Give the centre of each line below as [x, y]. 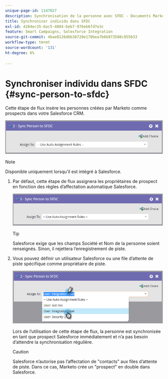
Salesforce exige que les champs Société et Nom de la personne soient [86, 244]
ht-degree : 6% [20, 53]
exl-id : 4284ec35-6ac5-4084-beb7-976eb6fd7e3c [54, 27]
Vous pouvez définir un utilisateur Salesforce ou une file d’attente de [83, 259]
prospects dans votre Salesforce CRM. [45, 113]
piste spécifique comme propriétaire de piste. [59, 264]
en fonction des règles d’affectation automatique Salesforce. [75, 187]
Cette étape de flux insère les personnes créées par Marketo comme [76, 108]
